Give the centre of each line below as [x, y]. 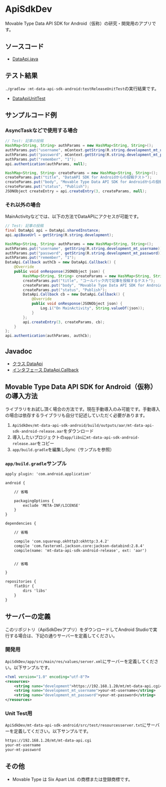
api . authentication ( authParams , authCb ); [48, 336]
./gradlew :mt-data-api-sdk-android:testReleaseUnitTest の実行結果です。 [82, 88]
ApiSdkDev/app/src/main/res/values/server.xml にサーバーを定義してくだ [80, 661]
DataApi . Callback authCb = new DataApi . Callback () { [61, 262]
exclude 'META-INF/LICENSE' [52, 505]
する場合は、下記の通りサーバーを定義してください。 [63, 635]
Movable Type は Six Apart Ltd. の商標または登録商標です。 [72, 779]
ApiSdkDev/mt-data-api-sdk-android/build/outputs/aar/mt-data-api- [83, 425]
